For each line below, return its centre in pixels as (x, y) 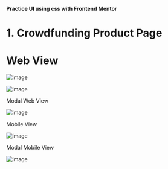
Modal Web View (27, 101)
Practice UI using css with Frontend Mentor (62, 9)
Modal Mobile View (30, 148)
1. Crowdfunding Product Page (84, 33)
